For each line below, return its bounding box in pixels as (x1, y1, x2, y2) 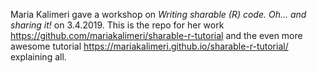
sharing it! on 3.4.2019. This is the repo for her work (10, 19, 225, 31)
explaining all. (10, 51, 67, 63)
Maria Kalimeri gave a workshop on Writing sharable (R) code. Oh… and (10, 9, 307, 20)
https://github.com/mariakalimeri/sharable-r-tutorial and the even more (10, 30, 303, 41)
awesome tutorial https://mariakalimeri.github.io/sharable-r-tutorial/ (10, 40, 289, 52)
